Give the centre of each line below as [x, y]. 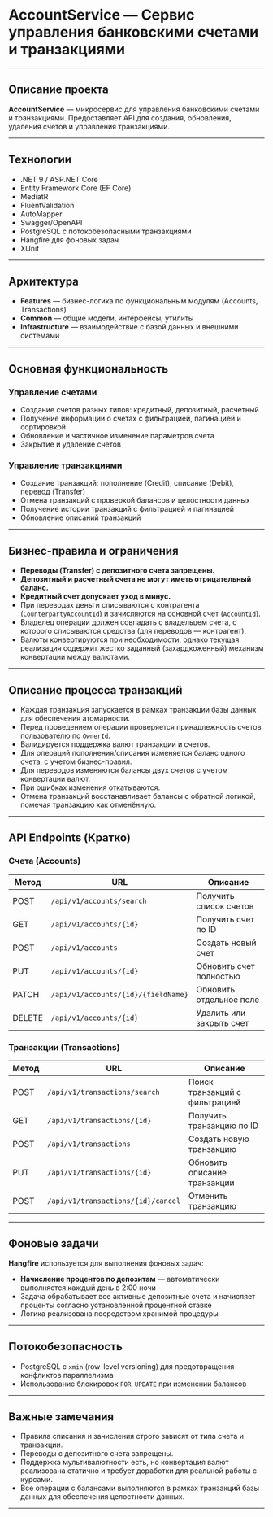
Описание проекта [58, 90]
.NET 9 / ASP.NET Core [59, 179]
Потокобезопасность [66, 1347]
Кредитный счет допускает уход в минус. [95, 596]
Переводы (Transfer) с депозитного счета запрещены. [117, 570]
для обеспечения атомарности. [75, 718]
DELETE [28, 1018]
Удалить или [221, 1013]
